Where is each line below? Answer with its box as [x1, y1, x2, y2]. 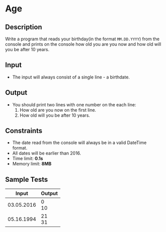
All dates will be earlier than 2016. [12, 150, 81, 156]
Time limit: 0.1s [12, 155, 43, 161]
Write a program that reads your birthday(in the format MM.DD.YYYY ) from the [5, 36, 160, 42]
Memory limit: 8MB [12, 161, 52, 167]
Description [5, 23, 42, 31]
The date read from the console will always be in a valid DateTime [12, 140, 147, 146]
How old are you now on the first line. [19, 107, 97, 113]
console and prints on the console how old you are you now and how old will [5, 41, 162, 47]
